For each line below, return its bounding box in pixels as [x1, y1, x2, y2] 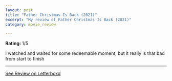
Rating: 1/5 [5, 40, 29, 47]
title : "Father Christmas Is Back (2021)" [5, 12, 97, 17]
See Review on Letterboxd [5, 70, 61, 77]
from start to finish [5, 56, 45, 62]
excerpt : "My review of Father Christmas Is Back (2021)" [5, 17, 132, 22]
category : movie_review [5, 22, 56, 27]
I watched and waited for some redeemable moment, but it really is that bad [5, 50, 165, 56]
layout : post [5, 7, 33, 13]
